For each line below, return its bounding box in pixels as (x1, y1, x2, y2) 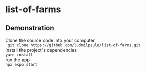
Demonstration (5, 24, 55, 32)
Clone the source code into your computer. (5, 37, 96, 43)
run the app (5, 57, 30, 63)
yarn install (5, 52, 33, 57)
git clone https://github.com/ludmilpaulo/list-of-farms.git (7, 43, 141, 48)
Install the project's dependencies (5, 47, 77, 53)
